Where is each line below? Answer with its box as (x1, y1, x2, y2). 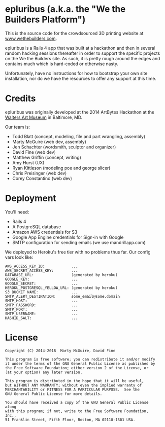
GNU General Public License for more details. (5, 391, 102, 396)
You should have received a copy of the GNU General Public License (5, 400, 149, 405)
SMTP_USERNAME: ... (5, 311, 78, 316)
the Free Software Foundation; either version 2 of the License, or (5, 365, 149, 370)
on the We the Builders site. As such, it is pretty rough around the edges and (5, 55, 160, 61)
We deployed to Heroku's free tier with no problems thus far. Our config (5, 249, 151, 255)
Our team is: (5, 124, 30, 130)
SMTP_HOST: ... (5, 298, 78, 303)
